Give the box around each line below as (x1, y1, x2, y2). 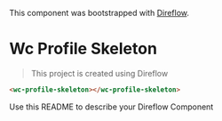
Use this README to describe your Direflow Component (9, 101, 214, 112)
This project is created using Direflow (30, 68, 169, 78)
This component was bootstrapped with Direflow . (9, 8, 189, 18)
